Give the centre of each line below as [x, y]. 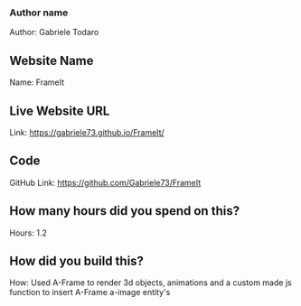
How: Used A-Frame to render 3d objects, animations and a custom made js [150, 283]
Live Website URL [60, 111]
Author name [39, 13]
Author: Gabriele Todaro [54, 32]
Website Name [52, 60]
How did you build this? [77, 260]
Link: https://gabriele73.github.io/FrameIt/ [87, 132]
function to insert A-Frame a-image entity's [90, 292]
